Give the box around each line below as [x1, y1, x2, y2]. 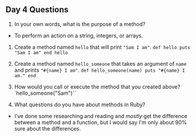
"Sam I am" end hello [14, 50, 68, 56]
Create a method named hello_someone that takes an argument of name [14, 60, 187, 67]
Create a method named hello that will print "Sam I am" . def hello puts [14, 43, 191, 50]
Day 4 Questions [5, 5, 69, 15]
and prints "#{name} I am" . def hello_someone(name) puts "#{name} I [14, 66, 185, 74]
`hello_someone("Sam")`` [14, 89, 76, 97]
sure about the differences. [14, 125, 81, 132]
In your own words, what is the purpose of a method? [14, 20, 145, 27]
